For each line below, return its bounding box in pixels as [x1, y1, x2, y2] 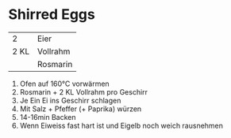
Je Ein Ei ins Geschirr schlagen [19, 95, 121, 105]
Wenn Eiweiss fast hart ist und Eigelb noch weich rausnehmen [19, 121, 224, 130]
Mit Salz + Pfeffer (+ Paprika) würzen [19, 104, 142, 114]
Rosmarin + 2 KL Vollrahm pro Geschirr [19, 87, 148, 96]
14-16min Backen [19, 112, 77, 121]
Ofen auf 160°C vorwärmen [19, 79, 110, 88]
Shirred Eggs [8, 6, 95, 24]
